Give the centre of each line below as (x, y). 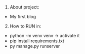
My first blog (23, 16)
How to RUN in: (25, 26)
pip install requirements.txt (37, 41)
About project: (24, 7)
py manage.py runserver (35, 46)
